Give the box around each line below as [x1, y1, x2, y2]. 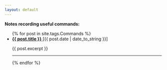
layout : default [4, 7, 38, 12]
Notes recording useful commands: [4, 21, 80, 27]
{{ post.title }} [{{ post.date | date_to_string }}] [11, 36, 108, 42]
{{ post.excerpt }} [11, 45, 48, 51]
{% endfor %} [11, 60, 41, 66]
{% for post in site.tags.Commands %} [11, 30, 91, 36]
